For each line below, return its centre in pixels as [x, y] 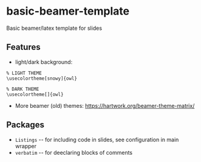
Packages [25, 125]
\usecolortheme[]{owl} [35, 94]
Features [23, 47]
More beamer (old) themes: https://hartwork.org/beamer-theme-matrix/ [105, 105]
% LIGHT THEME [24, 73]
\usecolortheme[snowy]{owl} [42, 78]
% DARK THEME [23, 89]
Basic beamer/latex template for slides [54, 28]
